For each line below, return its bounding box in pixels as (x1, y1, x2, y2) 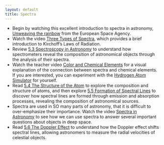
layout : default (5, 7, 38, 12)
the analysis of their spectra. (12, 56, 70, 62)
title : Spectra (5, 12, 36, 17)
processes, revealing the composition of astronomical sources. (12, 98, 140, 104)
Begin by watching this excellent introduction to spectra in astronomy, (12, 25, 154, 31)
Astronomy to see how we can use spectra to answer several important (12, 114, 157, 120)
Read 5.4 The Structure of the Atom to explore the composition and (12, 82, 149, 88)
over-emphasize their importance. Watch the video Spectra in (12, 108, 137, 114)
